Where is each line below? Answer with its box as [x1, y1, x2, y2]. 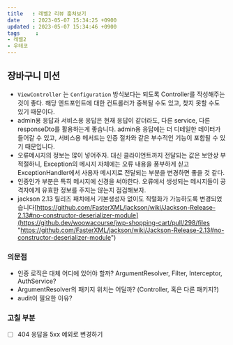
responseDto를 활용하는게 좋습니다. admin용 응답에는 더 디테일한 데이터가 [17, 125, 221, 133]
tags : [7, 29, 39, 37]
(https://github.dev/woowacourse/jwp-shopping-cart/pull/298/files [17, 218, 211, 227]
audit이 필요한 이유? [17, 294, 73, 302]
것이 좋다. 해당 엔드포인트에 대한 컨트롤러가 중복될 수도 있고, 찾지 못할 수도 [17, 98, 220, 107]
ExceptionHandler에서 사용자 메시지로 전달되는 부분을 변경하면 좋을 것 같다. [17, 168, 225, 176]
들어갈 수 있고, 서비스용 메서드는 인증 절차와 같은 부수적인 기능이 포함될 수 [17, 133, 218, 141]
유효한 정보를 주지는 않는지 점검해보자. [41, 185, 146, 194]
